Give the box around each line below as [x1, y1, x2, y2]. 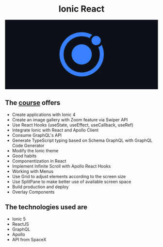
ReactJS [12, 221, 29, 227]
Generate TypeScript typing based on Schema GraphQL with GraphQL [12, 137, 153, 143]
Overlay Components [12, 189, 55, 195]
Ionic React [58, 3, 105, 15]
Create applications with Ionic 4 [12, 112, 76, 117]
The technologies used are [5, 203, 88, 212]
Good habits [12, 153, 37, 159]
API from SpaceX [12, 236, 47, 242]
